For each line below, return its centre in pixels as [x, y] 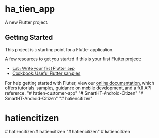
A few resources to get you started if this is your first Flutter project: [73, 59]
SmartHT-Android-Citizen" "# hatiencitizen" [49, 98]
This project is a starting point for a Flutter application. [59, 49]
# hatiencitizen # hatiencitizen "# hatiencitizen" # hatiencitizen [68, 131]
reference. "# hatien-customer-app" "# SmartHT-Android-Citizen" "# [74, 93]
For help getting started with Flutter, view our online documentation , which [80, 83]
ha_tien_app [30, 9]
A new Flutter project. [27, 22]
